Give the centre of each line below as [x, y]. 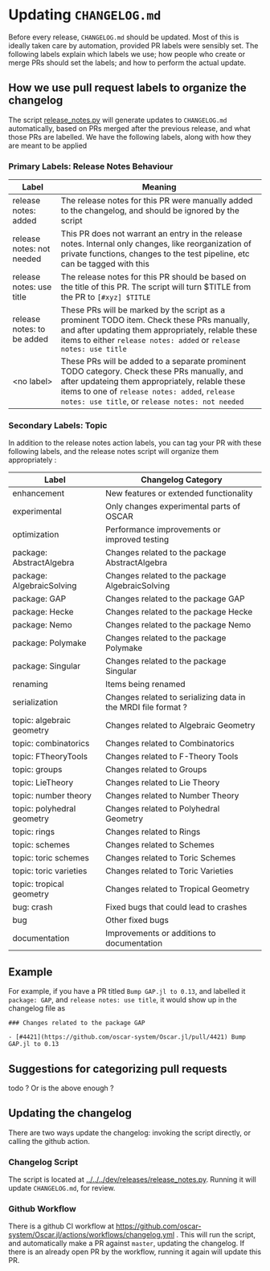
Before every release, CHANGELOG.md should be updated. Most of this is [124, 37]
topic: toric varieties [50, 871]
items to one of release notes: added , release [148, 391]
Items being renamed [146, 685]
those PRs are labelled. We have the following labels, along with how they [130, 137]
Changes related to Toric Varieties [170, 871]
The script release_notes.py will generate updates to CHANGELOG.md [118, 120]
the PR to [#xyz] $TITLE [106, 297]
